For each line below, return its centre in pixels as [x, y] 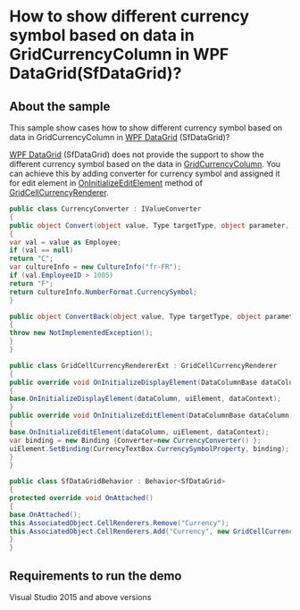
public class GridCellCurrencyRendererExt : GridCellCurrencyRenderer [143, 365]
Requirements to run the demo [96, 576]
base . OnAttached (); [46, 514]
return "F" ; [31, 283]
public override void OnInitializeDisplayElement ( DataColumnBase [133, 382]
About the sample [60, 106]
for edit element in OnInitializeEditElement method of [106, 183]
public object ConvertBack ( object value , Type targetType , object [135, 316]
